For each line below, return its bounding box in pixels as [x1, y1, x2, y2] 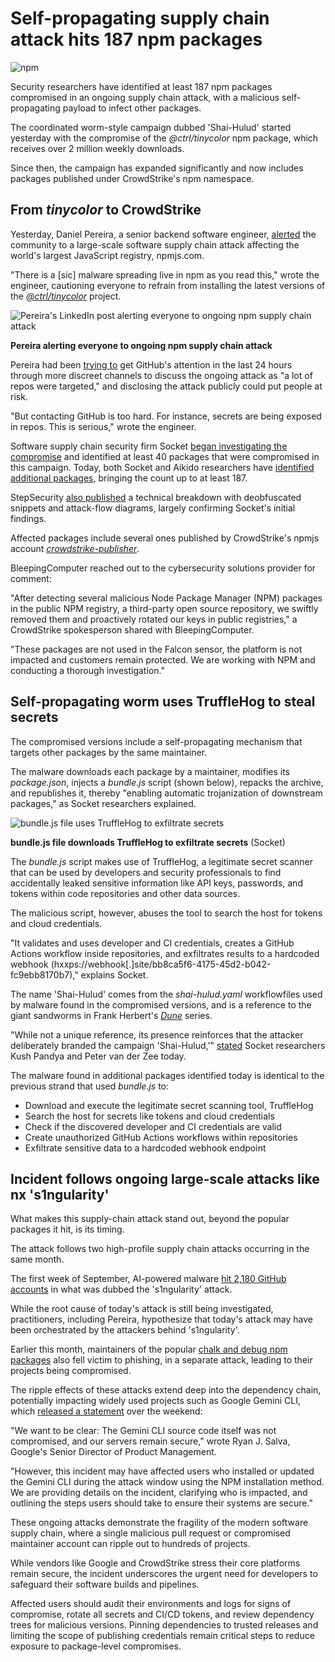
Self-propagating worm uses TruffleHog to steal [10, 693, 316, 711]
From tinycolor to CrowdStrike [10, 202, 202, 219]
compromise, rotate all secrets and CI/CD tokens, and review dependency [10, 1608, 315, 1621]
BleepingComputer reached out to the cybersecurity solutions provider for [10, 562, 317, 574]
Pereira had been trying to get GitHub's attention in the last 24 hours [10, 358, 293, 371]
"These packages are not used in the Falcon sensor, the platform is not [10, 643, 303, 655]
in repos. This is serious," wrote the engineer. [10, 420, 197, 432]
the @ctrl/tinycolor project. [10, 290, 122, 302]
